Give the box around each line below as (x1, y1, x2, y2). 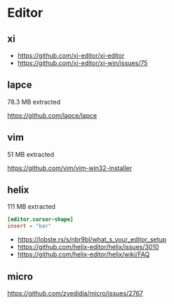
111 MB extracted (7, 202, 56, 211)
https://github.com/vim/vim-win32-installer (7, 163, 132, 172)
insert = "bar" (7, 223, 52, 230)
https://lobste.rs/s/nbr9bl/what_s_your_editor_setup (17, 235, 167, 244)
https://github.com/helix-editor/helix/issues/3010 (17, 243, 159, 251)
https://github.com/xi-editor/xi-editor (17, 51, 125, 60)
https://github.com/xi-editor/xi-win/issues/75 (17, 59, 148, 67)
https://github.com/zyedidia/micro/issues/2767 (7, 289, 144, 297)
